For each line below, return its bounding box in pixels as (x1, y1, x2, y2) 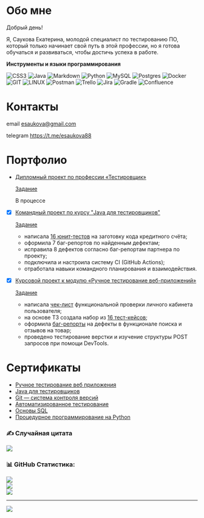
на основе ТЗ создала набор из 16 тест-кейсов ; (24, 313, 148, 321)
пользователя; (24, 307, 62, 314)
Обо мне (6, 4, 52, 18)
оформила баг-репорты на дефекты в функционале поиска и (24, 320, 182, 327)
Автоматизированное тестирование (15, 400, 109, 408)
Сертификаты (6, 361, 81, 375)
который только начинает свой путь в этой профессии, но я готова (6, 42, 180, 49)
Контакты (6, 100, 59, 114)
